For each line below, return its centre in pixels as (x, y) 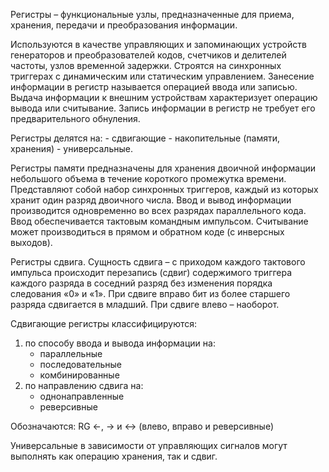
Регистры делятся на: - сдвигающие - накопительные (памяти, (145, 138)
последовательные (81, 364)
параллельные (71, 353)
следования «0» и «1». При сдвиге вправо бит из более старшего (150, 293)
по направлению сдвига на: (84, 385)
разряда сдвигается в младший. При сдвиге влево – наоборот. (145, 304)
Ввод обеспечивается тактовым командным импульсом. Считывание (159, 221)
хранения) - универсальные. (71, 148)
